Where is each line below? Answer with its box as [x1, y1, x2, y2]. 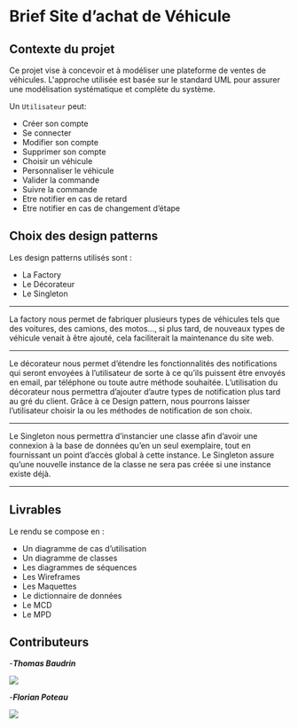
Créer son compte [21, 118, 89, 129]
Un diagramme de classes [21, 552, 118, 563]
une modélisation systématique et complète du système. [9, 84, 216, 94]
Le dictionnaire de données [21, 590, 122, 600]
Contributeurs [9, 635, 90, 650]
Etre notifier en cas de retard [21, 193, 128, 204]
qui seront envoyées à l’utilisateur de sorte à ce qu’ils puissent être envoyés [9, 367, 286, 378]
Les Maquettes [21, 581, 77, 591]
